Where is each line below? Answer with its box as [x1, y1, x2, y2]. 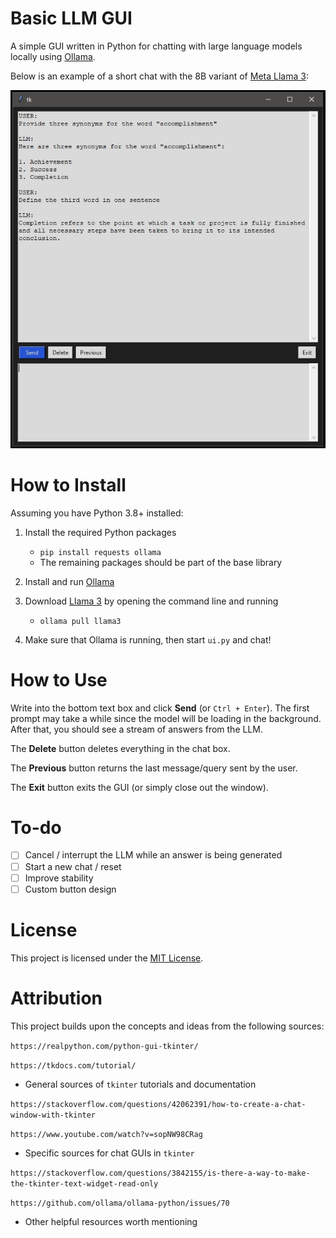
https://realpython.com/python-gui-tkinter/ [10, 1041, 199, 1051]
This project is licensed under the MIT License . [10, 952, 204, 964]
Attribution [10, 987, 103, 1009]
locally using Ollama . [10, 50, 96, 62]
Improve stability [24, 872, 94, 884]
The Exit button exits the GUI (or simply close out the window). [10, 781, 269, 793]
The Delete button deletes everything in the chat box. [10, 742, 231, 754]
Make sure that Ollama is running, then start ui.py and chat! [24, 633, 272, 646]
